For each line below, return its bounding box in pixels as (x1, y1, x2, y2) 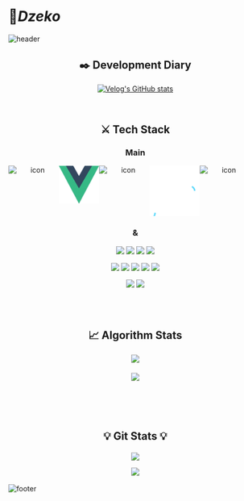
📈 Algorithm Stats (88, 328, 183, 342)
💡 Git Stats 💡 (103, 429, 167, 443)
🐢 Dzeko (8, 7, 61, 26)
